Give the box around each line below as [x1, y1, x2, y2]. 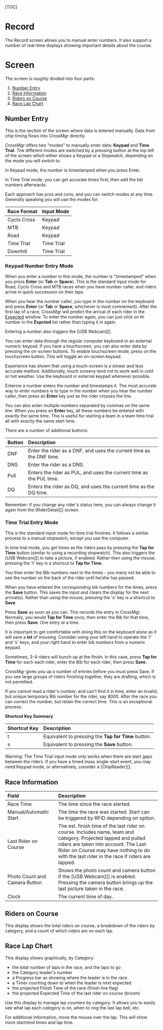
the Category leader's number [12, 969, 73, 975]
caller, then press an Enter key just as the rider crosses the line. [5, 393, 132, 399]
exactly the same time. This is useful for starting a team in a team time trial [5, 412, 154, 418]
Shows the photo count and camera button [58, 867, 156, 874]
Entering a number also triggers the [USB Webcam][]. [5, 328, 112, 334]
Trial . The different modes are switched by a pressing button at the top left [5, 147, 154, 153]
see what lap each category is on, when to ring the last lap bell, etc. [5, 1005, 140, 1011]
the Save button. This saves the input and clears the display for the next [5, 589, 149, 596]
